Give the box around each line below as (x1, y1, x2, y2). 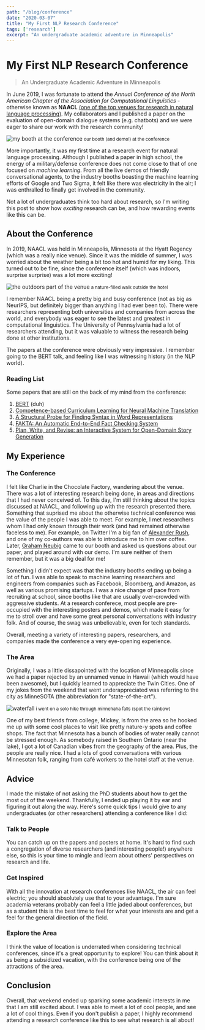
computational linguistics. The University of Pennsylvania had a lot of (6, 321, 181, 329)
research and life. (6, 858, 51, 866)
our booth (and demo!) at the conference (83, 136, 170, 142)
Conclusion (6, 980, 51, 991)
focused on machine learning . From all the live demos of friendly (6, 166, 170, 174)
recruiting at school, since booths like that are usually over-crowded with (6, 593, 190, 600)
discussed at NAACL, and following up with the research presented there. (6, 502, 192, 510)
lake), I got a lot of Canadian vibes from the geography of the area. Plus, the (6, 743, 198, 750)
